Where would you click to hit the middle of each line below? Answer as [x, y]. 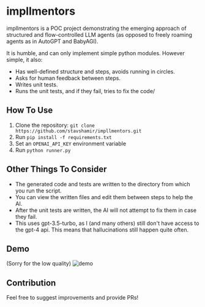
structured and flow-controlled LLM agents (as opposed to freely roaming [99, 34]
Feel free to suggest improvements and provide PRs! [73, 298]
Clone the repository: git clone [55, 125]
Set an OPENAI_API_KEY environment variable [71, 143]
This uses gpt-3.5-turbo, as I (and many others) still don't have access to [107, 223]
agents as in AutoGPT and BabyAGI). [52, 41]
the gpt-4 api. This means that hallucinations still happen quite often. [102, 229]
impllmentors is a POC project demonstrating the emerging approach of [96, 28]
